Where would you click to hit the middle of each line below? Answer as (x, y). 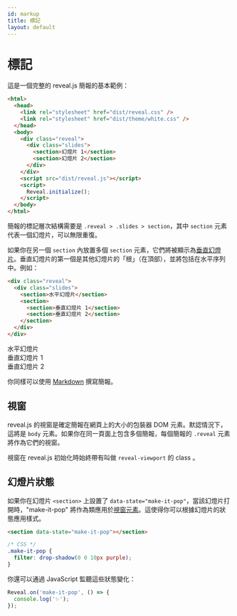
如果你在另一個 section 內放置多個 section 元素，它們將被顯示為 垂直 (108, 250)
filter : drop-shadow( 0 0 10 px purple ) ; (73, 558)
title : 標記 (24, 21)
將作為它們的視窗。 (36, 442)
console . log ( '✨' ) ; (42, 599)
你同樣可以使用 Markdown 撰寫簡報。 (62, 381)
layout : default (31, 27)
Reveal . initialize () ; (58, 192)
